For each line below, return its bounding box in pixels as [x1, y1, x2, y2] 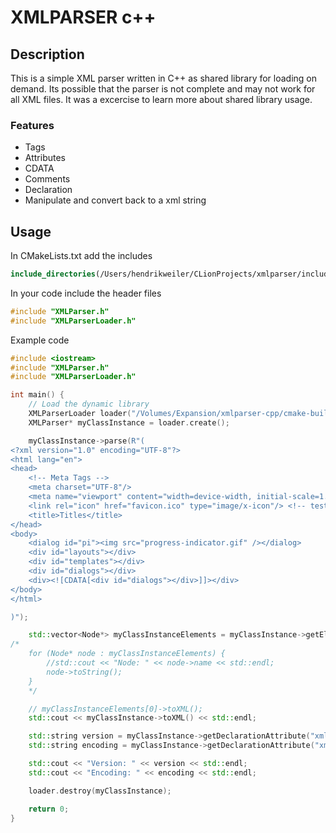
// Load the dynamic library [28, 399, 150, 410]
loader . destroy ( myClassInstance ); [28, 786, 172, 796]
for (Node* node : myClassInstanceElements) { [28, 649, 226, 659]
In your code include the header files [10, 287, 162, 299]
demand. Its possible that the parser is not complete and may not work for [10, 83, 316, 95]
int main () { [10, 390, 65, 400]
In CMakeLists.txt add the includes [10, 250, 153, 262]
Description [10, 46, 85, 63]
